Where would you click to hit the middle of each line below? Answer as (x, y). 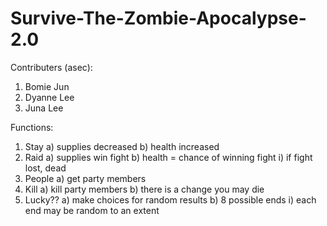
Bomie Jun (47, 86)
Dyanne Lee (49, 97)
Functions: (32, 127)
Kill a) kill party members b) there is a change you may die (144, 189)
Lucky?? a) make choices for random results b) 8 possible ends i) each (170, 199)
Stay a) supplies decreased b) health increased (122, 146)
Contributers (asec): (51, 67)
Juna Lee (44, 108)
